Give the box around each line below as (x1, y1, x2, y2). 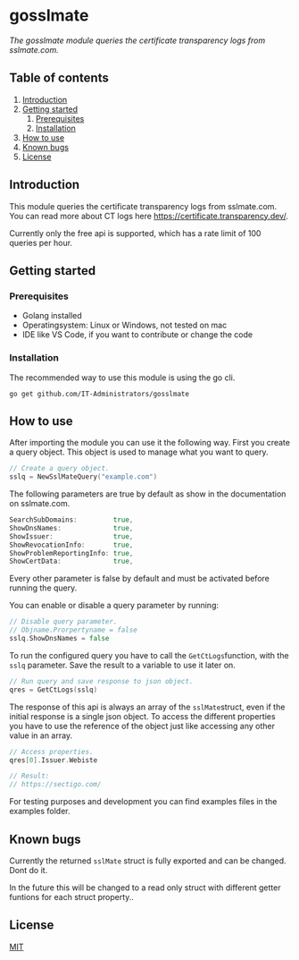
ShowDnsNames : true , (9, 523, 134, 532)
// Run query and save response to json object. (9, 676, 194, 685)
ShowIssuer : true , (9, 531, 134, 541)
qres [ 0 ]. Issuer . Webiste (9, 755, 98, 765)
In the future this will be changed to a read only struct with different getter (9, 882, 281, 893)
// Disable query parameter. (9, 617, 118, 626)
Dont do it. (9, 865, 48, 876)
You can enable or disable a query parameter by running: (9, 600, 220, 611)
